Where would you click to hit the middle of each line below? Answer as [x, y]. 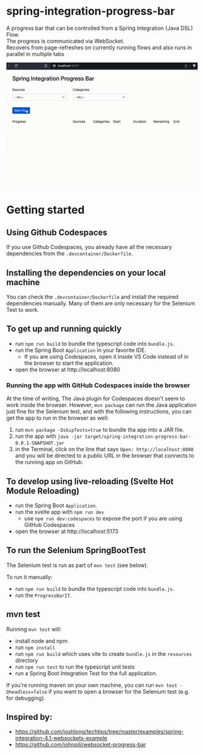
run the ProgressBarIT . [43, 595]
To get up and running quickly [64, 329]
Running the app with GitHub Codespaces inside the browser [98, 385]
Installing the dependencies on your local [86, 273]
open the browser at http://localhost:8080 [67, 369]
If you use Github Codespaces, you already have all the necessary [89, 247]
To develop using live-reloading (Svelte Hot [90, 481]
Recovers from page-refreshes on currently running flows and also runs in [99, 48]
